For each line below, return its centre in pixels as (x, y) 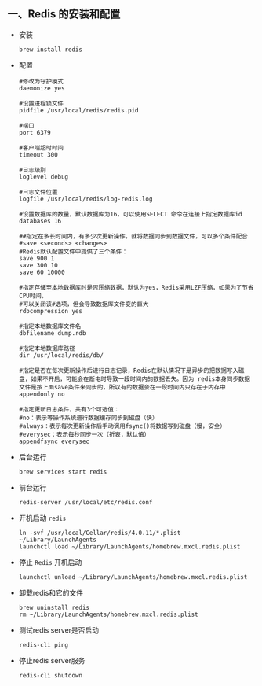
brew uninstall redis (54, 607)
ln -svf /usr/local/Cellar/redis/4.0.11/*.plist (100, 533)
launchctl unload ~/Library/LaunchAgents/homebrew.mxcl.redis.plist (133, 577)
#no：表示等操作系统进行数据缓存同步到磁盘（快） (88, 418)
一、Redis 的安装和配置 (64, 14)
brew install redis (51, 50)
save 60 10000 (42, 272)
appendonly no (42, 394)
